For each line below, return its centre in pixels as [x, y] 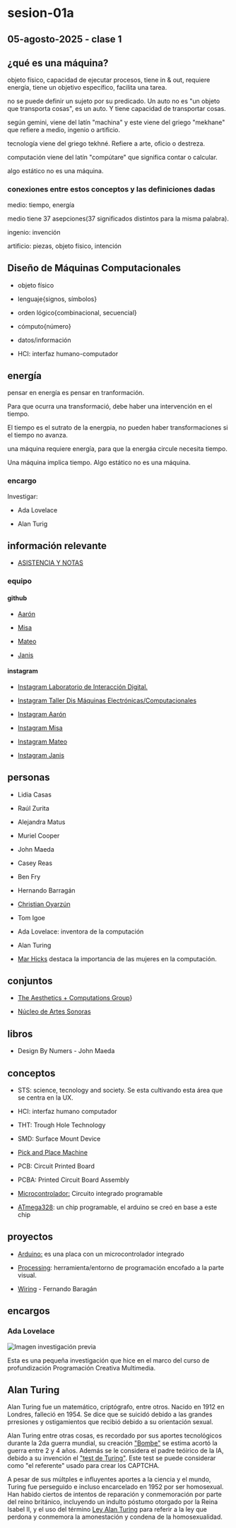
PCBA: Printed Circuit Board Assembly [73, 1180]
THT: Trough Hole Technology [61, 1125]
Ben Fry [29, 876]
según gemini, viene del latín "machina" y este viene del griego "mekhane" [116, 122]
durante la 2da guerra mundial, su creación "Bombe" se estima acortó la [112, 1443]
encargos [29, 1311]
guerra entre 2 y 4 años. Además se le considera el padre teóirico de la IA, [116, 1451]
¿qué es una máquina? [58, 63]
